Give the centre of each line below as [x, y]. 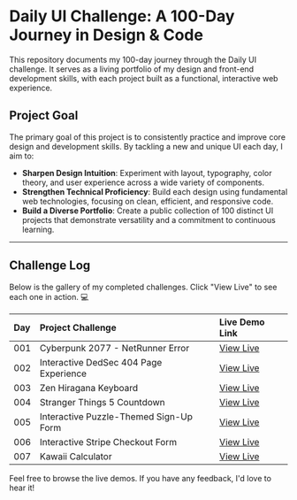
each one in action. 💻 [49, 296]
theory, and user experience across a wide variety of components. [143, 182]
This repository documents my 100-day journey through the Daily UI [133, 59]
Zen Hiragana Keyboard [89, 388]
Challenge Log [50, 266]
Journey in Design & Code [106, 35]
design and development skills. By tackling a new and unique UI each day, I [146, 146]
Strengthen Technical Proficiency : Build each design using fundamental [155, 191]
